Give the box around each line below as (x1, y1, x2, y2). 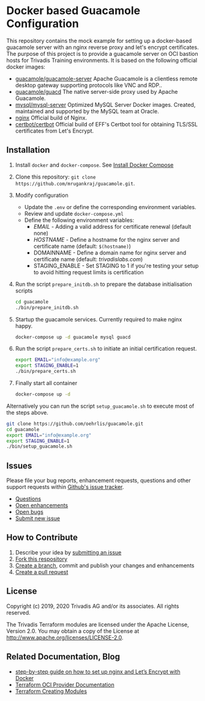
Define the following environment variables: (24, 216, 135, 224)
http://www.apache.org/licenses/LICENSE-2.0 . (6, 634, 124, 641)
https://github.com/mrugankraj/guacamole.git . (15, 179, 135, 187)
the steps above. (6, 408, 49, 416)
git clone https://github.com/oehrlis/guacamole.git (6, 421, 144, 427)
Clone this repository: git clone (15, 173, 96, 180)
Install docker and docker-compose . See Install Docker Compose (15, 161, 174, 169)
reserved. (6, 608, 31, 616)
